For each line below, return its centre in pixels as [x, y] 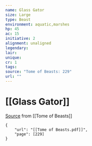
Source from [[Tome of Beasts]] [39, 116]
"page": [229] [29, 134]
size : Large [18, 15]
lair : [11, 53]
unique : [14, 57]
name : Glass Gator [25, 10]
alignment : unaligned [28, 43]
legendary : [17, 48]
